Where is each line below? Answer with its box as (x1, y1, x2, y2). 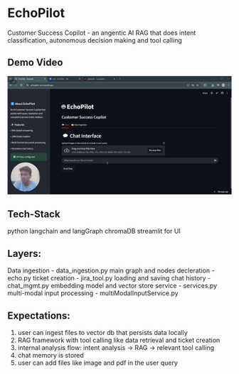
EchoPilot (7, 5, 65, 21)
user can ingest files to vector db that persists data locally (17, 328, 188, 336)
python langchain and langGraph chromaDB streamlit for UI (7, 227, 181, 236)
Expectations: (7, 309, 71, 321)
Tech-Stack (7, 208, 60, 220)
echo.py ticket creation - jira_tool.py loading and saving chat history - (7, 274, 211, 282)
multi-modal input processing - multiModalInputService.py (7, 289, 179, 297)
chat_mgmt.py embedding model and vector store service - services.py (7, 282, 218, 290)
